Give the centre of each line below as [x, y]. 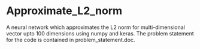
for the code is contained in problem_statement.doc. [71, 40]
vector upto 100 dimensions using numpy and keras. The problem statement [100, 33]
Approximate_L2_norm [64, 11]
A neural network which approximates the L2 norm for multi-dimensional [96, 27]
